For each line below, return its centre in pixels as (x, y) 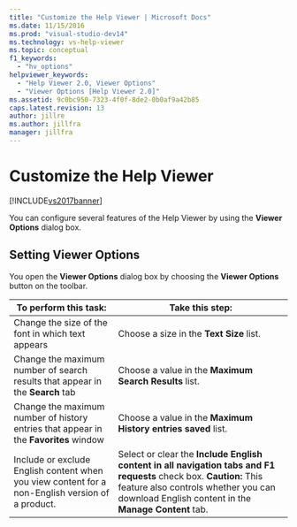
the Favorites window (59, 439)
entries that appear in (58, 428)
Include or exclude (52, 459)
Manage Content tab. (163, 509)
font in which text (49, 333)
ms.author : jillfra (45, 125)
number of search (51, 370)
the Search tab (45, 392)
